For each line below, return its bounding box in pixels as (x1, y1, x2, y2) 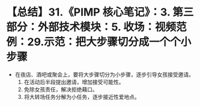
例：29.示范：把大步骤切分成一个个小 (6, 35, 192, 49)
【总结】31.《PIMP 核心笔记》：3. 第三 (6, 5, 194, 19)
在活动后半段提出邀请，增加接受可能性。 (23, 78, 124, 85)
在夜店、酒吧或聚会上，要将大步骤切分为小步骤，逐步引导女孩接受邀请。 (14, 71, 194, 78)
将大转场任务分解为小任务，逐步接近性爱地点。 (23, 93, 140, 100)
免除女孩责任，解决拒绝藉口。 (23, 86, 98, 93)
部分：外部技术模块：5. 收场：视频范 (6, 20, 187, 34)
